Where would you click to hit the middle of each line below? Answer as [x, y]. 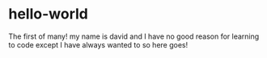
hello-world [49, 14]
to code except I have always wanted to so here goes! [98, 44]
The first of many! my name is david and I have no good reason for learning [134, 36]
